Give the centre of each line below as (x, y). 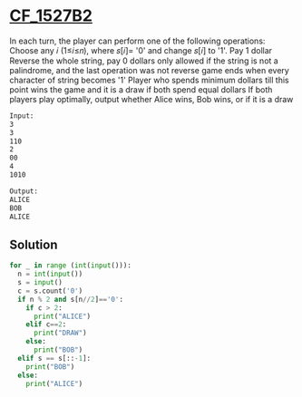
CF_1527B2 (51, 16)
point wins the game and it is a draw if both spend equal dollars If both (141, 89)
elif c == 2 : (46, 324)
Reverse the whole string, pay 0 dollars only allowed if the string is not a (144, 61)
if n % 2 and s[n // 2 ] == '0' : (71, 299)
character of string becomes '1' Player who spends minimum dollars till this (149, 80)
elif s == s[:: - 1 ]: (54, 358)
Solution (34, 244)
